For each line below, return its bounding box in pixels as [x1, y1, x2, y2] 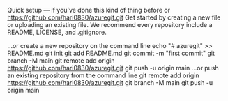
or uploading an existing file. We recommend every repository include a [7, 21, 213, 29]
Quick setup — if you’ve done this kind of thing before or [7, 6, 171, 14]
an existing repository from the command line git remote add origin [7, 71, 199, 79]
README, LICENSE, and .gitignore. [7, 28, 107, 36]
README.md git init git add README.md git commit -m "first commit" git [7, 49, 215, 57]
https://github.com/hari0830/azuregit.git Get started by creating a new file [7, 13, 221, 22]
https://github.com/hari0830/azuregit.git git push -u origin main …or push [7, 64, 219, 72]
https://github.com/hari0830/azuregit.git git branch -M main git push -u [7, 79, 213, 86]
